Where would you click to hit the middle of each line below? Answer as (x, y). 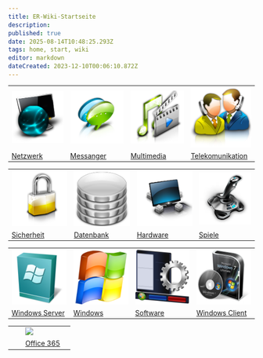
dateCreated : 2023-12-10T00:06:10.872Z (73, 67)
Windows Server (38, 312)
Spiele (209, 235)
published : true (34, 33)
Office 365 (43, 343)
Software (150, 312)
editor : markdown (36, 58)
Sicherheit (28, 235)
